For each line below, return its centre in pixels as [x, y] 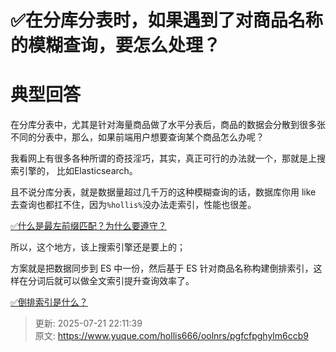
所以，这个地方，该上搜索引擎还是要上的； [98, 247]
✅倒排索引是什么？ [49, 302]
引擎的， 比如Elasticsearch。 [78, 171]
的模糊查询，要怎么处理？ [116, 45]
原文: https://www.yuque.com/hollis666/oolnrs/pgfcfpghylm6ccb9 [171, 336]
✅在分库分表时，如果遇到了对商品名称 [166, 20]
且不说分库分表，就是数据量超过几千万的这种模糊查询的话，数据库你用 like [163, 192]
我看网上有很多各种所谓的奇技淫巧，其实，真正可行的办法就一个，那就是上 [163, 158]
